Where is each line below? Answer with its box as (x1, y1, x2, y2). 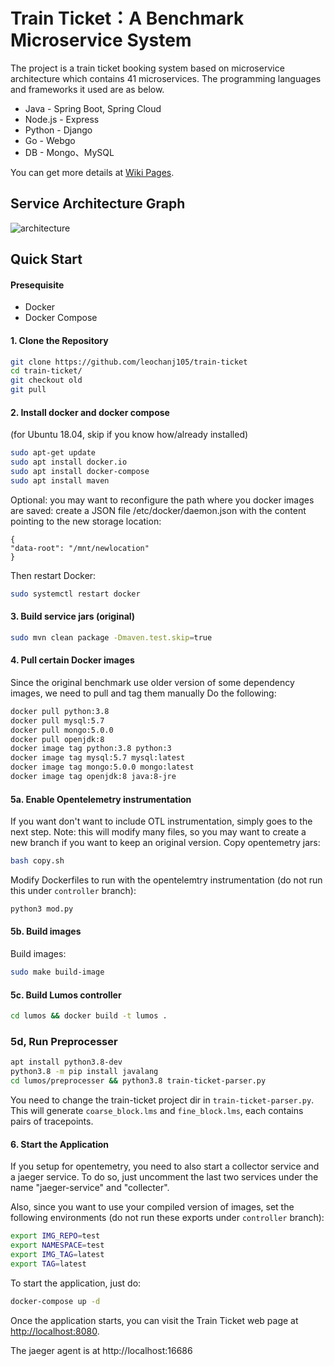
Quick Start (10, 251, 83, 268)
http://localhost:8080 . (10, 1325, 100, 1337)
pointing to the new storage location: (10, 515, 162, 527)
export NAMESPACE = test (10, 1240, 105, 1251)
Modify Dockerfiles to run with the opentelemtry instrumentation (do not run (10, 874, 323, 886)
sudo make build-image (10, 967, 105, 978)
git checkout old (10, 375, 83, 386)
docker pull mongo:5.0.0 (10, 725, 114, 735)
